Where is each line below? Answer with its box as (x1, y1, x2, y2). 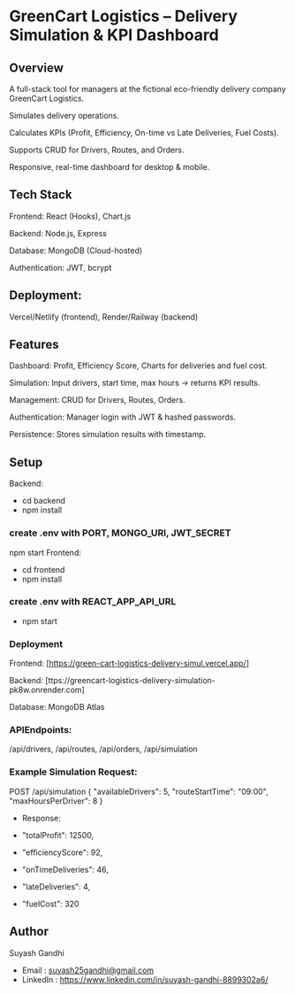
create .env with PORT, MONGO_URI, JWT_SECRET (9, 527, 231, 539)
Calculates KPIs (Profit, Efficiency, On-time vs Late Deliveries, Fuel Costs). (9, 127, 280, 138)
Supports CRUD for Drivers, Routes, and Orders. (9, 144, 185, 155)
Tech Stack (9, 188, 72, 203)
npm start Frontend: (9, 547, 81, 558)
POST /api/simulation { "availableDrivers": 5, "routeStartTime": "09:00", (9, 786, 269, 797)
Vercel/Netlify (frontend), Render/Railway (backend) (9, 312, 199, 322)
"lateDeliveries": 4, (21, 881, 91, 891)
